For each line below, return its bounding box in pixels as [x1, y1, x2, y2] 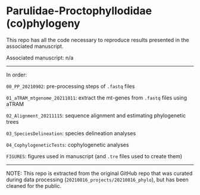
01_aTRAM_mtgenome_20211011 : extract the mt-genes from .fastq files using [6, 94, 187, 101]
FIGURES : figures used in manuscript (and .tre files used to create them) [6, 152, 183, 159]
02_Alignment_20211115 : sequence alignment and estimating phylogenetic [6, 111, 186, 119]
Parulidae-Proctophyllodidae [6, 4, 152, 18]
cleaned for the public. [6, 182, 62, 189]
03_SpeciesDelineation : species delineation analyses [6, 129, 136, 137]
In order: [6, 71, 27, 78]
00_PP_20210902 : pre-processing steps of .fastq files [6, 82, 135, 89]
